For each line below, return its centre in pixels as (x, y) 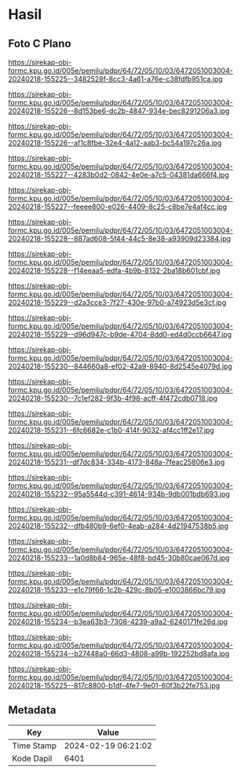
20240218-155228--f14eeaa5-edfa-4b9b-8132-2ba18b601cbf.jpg (114, 270)
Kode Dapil (32, 758)
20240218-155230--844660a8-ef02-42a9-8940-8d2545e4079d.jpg (120, 366)
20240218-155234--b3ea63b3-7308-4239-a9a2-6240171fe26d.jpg (118, 622)
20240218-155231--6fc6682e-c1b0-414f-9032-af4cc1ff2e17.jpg (111, 430)
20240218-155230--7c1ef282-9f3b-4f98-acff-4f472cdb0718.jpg (113, 398)
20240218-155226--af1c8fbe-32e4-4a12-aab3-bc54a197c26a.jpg (115, 143)
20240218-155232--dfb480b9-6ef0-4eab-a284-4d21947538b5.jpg (119, 526)
